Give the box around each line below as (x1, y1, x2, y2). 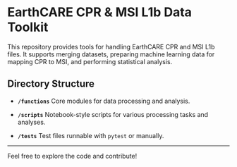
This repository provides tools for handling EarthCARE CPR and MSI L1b (7, 42, 215, 51)
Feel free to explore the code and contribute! (7, 151, 138, 160)
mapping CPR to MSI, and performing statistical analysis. (7, 57, 173, 66)
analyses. (17, 118, 46, 126)
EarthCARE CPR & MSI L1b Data (7, 4, 193, 20)
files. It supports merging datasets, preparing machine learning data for (7, 50, 215, 58)
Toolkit (7, 19, 49, 35)
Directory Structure (7, 78, 95, 90)
